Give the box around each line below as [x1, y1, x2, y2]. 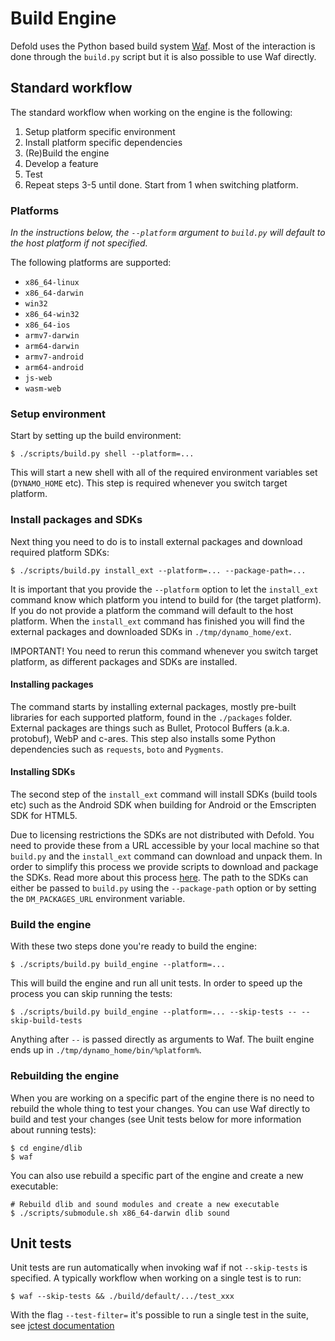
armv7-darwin [24, 331, 80, 341]
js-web [24, 373, 53, 384]
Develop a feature [24, 157, 99, 169]
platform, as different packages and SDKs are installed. [10, 655, 238, 667]
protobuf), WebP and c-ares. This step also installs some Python [10, 732, 277, 744]
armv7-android [24, 352, 84, 362]
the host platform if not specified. [10, 237, 148, 249]
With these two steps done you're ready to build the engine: [10, 940, 258, 952]
